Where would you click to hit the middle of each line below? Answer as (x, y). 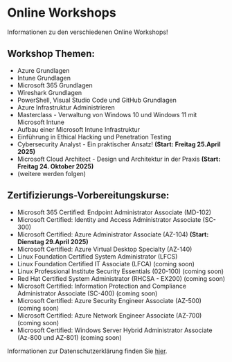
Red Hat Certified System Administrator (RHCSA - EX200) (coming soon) (121, 278)
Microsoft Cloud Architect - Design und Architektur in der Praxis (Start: (119, 159)
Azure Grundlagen (43, 70)
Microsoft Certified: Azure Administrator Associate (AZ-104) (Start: (113, 234)
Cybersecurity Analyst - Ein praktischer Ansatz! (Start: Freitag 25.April (119, 144)
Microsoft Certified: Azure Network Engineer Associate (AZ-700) (109, 315)
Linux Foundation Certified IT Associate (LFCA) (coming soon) (106, 264)
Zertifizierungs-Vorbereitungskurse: (88, 196)
